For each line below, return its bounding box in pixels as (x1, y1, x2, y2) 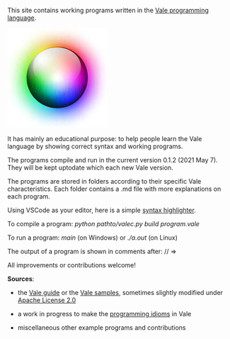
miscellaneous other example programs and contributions (17, 323, 186, 332)
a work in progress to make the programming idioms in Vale (17, 310, 192, 318)
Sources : (7, 274, 35, 283)
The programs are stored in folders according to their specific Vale (7, 177, 202, 185)
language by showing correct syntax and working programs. (7, 142, 183, 150)
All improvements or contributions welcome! (7, 261, 137, 269)
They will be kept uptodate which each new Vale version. (7, 163, 173, 172)
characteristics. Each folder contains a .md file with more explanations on (7, 184, 222, 193)
